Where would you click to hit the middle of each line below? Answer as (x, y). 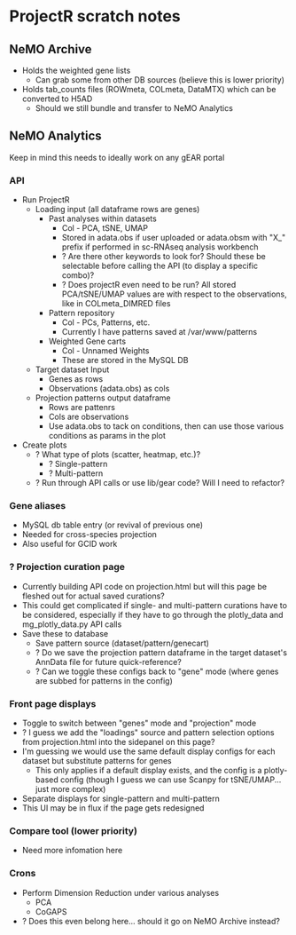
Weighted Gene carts (87, 341)
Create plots (44, 445)
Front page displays (53, 703)
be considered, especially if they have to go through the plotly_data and (152, 614)
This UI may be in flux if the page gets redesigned (113, 808)
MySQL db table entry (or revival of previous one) (113, 525)
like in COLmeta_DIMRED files (116, 304)
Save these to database (65, 633)
